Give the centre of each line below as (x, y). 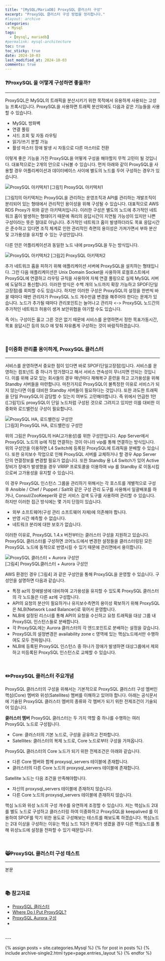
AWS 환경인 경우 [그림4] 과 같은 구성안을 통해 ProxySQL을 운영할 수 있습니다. (80, 574)
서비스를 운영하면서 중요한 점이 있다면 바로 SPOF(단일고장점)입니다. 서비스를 (79, 365)
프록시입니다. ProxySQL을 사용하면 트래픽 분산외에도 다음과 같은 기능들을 (81, 107)
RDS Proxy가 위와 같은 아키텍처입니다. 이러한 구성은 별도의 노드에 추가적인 (77, 210)
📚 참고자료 (18, 893)
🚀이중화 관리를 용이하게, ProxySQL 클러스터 (55, 349)
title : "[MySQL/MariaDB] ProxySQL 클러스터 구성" (54, 10)
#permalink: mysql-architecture (38, 42)
